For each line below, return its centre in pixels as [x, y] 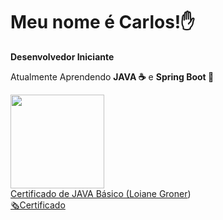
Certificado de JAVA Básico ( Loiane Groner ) [101, 193]
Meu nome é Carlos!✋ [103, 22]
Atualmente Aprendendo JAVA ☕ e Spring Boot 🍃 [112, 76]
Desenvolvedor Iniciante [62, 56]
